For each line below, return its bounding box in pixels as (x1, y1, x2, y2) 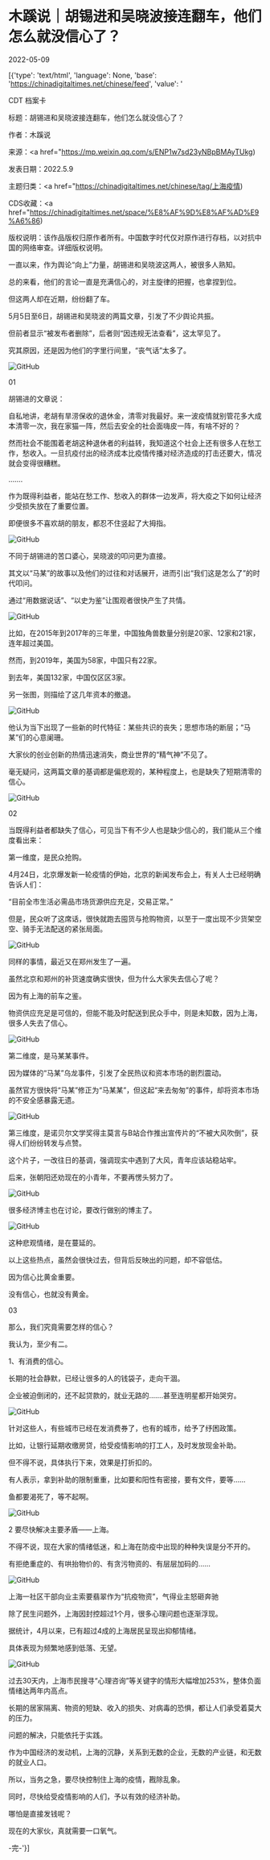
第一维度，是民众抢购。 (8, 852, 86, 862)
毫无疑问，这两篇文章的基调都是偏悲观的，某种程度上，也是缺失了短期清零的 (8, 767, 262, 776)
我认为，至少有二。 (8, 1339, 72, 1349)
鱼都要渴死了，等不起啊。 (8, 1492, 93, 1501)
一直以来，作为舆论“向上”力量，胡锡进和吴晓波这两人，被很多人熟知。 (8, 260, 240, 269)
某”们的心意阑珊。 (8, 732, 68, 742)
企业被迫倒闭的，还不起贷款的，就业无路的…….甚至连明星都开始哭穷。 (8, 1390, 241, 1400)
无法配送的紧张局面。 (35, 924, 107, 934)
